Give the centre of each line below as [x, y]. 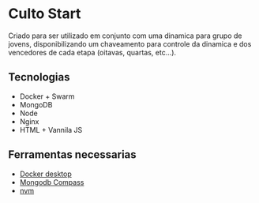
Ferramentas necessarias [72, 155]
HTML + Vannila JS [51, 130]
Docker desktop [46, 174]
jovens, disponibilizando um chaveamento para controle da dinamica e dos [130, 43]
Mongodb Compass [52, 182]
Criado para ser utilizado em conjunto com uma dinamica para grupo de [125, 36]
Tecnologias [39, 77]
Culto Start [45, 14]
